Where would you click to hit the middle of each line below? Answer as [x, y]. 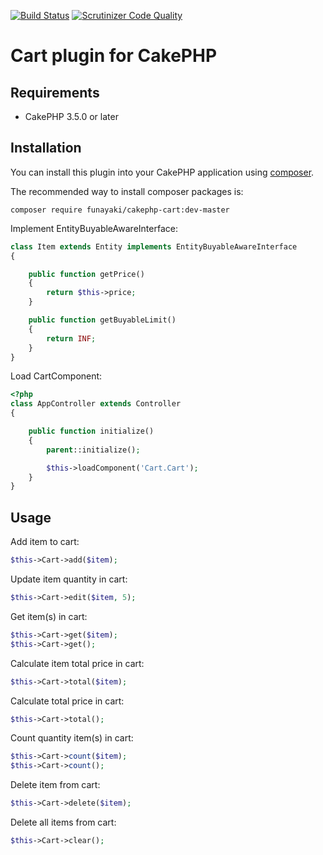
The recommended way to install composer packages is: [127, 191]
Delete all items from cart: [63, 822]
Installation [46, 148]
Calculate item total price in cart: [77, 663]
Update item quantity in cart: [69, 579]
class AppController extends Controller [96, 404]
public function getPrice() [86, 274]
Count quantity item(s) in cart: [72, 738]
